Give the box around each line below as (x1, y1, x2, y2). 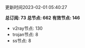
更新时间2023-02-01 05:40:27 (5, 4, 67, 10)
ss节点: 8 (12, 38, 31, 44)
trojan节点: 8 (12, 32, 38, 37)
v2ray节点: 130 (12, 25, 43, 31)
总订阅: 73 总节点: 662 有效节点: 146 (5, 15, 81, 21)
